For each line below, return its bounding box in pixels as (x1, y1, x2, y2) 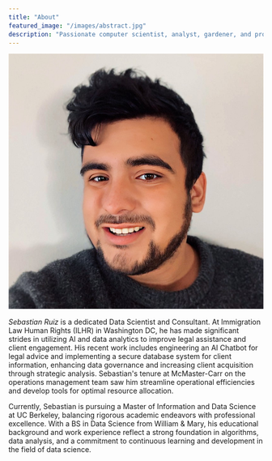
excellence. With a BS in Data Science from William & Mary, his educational (8, 419, 259, 429)
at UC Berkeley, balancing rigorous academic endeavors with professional (8, 410, 256, 420)
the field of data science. (8, 445, 91, 455)
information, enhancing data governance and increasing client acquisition (8, 361, 253, 370)
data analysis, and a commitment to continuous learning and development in (8, 436, 263, 446)
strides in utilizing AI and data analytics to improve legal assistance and (8, 335, 247, 344)
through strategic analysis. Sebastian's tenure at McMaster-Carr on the (8, 369, 246, 378)
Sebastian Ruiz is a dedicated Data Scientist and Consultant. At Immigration (8, 317, 261, 327)
